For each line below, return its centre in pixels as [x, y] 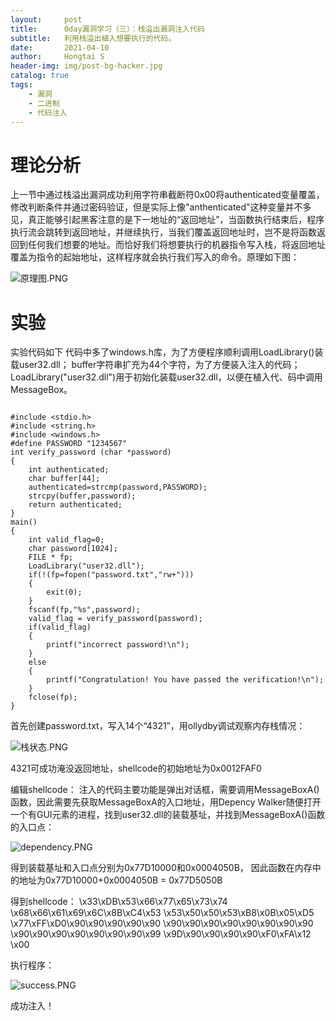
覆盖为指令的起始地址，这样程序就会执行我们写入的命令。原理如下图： [155, 257]
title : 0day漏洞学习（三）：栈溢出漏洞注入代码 [107, 29]
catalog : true [40, 76]
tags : [21, 85]
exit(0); [64, 592]
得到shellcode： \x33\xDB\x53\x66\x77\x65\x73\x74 [119, 902]
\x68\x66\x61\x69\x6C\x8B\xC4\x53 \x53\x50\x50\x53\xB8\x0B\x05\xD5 [162, 913]
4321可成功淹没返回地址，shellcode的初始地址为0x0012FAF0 [136, 768]
